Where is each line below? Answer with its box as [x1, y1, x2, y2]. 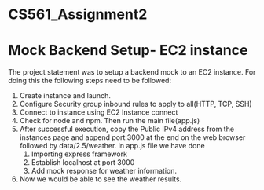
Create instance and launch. [19, 91, 112, 100]
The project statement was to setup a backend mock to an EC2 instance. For [8, 68, 256, 77]
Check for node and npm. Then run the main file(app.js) [19, 116, 200, 126]
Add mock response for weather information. [31, 166, 178, 176]
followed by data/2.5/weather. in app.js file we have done [19, 141, 206, 151]
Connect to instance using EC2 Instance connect [19, 108, 178, 117]
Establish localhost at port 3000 [31, 158, 135, 167]
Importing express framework [31, 149, 128, 159]
